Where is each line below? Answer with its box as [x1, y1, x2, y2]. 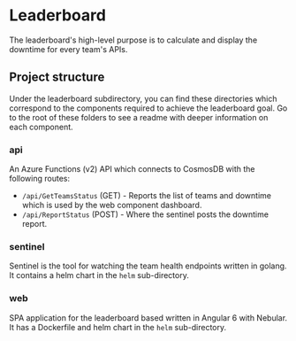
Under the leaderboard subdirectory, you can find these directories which [9, 93, 277, 104]
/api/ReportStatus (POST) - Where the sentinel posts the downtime [21, 209, 269, 220]
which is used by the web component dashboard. [21, 200, 202, 211]
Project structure [9, 70, 105, 85]
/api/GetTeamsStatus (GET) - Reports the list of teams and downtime [21, 190, 272, 201]
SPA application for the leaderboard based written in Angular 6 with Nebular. [9, 312, 288, 323]
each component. [9, 121, 73, 132]
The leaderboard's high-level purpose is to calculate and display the [9, 35, 258, 45]
